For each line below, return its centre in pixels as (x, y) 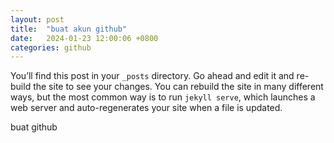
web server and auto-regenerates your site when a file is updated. (146, 108)
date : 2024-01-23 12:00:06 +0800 (84, 38)
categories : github (51, 47)
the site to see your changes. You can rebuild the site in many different (178, 87)
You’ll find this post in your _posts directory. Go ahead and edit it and (152, 76)
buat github (34, 127)
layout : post (37, 19)
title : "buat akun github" (69, 29)
